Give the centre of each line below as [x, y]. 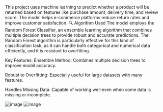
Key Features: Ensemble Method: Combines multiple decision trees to [75, 60]
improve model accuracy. [31, 65]
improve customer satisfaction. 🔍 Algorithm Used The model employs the [80, 23]
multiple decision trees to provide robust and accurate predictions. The [77, 35]
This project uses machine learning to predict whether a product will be [77, 7]
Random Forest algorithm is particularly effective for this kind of [69, 40]
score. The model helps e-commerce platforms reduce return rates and [77, 17]
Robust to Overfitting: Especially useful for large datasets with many [74, 75]
